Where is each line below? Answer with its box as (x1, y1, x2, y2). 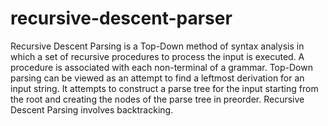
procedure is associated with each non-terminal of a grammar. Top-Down (10, 61, 313, 73)
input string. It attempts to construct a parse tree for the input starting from (10, 82, 319, 94)
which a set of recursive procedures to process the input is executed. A (10, 50, 305, 62)
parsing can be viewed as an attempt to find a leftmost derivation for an (10, 72, 305, 84)
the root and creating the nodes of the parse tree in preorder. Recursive (10, 93, 305, 105)
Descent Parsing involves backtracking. (10, 103, 174, 116)
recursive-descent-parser (10, 7, 233, 30)
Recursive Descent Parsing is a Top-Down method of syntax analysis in (10, 40, 305, 52)
